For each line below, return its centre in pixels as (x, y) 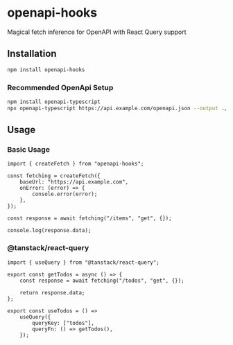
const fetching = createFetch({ (54, 176)
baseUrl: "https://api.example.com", (74, 182)
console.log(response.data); (49, 231)
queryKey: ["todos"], (63, 323)
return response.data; (52, 292)
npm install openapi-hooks (46, 70)
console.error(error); (65, 194)
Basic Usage (29, 149)
